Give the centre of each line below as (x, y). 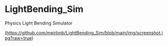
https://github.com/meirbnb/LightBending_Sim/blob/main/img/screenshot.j (85, 32)
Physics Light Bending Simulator (39, 23)
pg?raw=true (18, 38)
